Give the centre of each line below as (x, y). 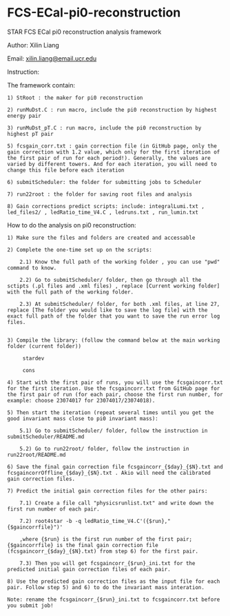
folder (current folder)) (44, 346)
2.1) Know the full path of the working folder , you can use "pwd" (120, 262)
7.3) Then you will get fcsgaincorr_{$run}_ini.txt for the (107, 563)
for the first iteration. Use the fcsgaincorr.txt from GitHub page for (114, 388)
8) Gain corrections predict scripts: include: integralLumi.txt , (106, 206)
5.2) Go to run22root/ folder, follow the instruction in (104, 449)
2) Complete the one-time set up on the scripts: (80, 249)
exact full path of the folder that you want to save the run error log (114, 316)
